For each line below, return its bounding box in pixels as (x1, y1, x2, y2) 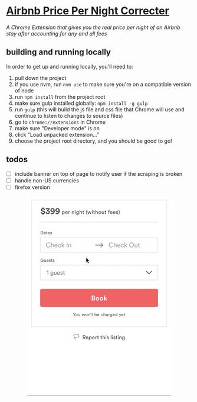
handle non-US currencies (14, 176, 80, 184)
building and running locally (6, 47, 111, 57)
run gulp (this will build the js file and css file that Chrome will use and (14, 105, 185, 113)
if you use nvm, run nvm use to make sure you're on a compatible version (14, 81, 192, 88)
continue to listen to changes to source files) (14, 112, 123, 119)
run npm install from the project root (14, 93, 106, 100)
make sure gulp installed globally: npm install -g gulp (14, 99, 148, 107)
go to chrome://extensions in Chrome (14, 118, 106, 126)
